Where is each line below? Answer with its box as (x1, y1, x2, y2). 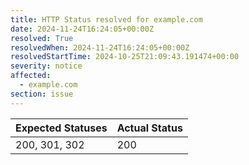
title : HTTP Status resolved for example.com (10, 14, 203, 25)
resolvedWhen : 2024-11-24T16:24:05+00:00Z (10, 42, 190, 53)
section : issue (10, 89, 74, 99)
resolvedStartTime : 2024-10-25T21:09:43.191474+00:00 (10, 52, 240, 62)
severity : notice (10, 61, 83, 71)
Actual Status (116, 121, 183, 135)
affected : (10, 71, 52, 81)
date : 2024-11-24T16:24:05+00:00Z (10, 24, 155, 34)
